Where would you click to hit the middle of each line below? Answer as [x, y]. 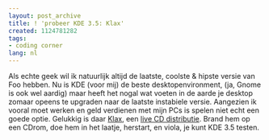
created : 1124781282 [43, 31]
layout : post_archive [45, 16]
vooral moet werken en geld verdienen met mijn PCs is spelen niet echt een [134, 110]
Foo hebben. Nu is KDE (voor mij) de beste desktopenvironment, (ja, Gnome [134, 84]
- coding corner [36, 46]
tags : [17, 38]
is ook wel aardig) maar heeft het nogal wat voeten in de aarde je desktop [130, 93]
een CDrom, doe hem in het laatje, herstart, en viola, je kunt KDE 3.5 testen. [134, 127]
